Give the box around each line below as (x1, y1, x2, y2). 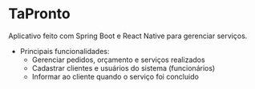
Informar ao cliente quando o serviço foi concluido (31, 72, 199, 81)
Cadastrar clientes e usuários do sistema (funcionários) (31, 63, 216, 72)
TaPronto (8, 5, 71, 23)
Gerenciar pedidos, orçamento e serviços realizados (31, 55, 206, 64)
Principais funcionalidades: (19, 46, 110, 56)
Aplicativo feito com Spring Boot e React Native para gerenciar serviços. (8, 31, 248, 41)
